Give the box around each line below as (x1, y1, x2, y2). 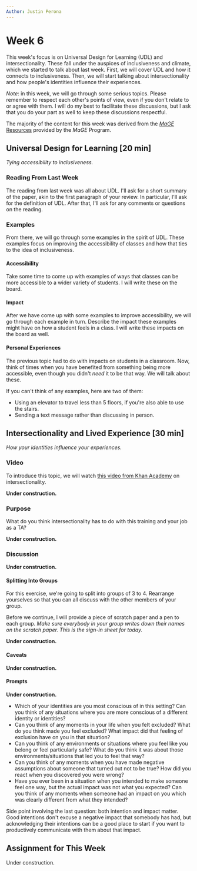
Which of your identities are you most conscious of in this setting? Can (14, 702, 186, 709)
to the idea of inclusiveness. (6, 246, 75, 253)
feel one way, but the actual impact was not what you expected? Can (14, 783, 182, 790)
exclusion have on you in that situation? (14, 733, 111, 740)
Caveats (6, 651, 27, 659)
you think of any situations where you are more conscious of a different (14, 709, 188, 716)
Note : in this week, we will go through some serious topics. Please (6, 89, 166, 97)
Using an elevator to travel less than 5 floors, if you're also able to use (14, 398, 184, 406)
